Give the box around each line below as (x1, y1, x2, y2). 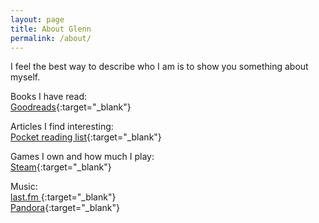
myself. (10, 71, 41, 83)
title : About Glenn (10, 24, 92, 34)
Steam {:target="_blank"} (10, 161, 112, 173)
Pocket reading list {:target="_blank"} (10, 131, 162, 143)
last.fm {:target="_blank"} (10, 191, 117, 203)
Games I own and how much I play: (10, 151, 155, 163)
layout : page (10, 14, 65, 25)
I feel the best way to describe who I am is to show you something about (10, 61, 309, 73)
